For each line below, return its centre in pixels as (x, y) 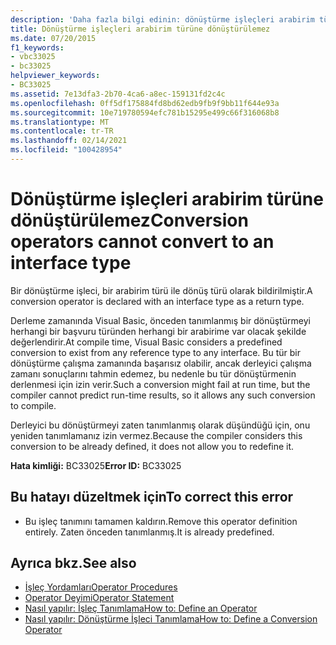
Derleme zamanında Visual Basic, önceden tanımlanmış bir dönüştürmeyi (160, 320)
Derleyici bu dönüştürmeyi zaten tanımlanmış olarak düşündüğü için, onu (160, 425)
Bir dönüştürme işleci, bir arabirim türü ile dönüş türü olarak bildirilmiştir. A (161, 290)
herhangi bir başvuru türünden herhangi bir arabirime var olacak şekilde (158, 331)
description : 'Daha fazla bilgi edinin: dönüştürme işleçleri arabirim (162, 19)
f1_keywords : (37, 47)
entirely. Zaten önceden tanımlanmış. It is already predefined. (149, 532)
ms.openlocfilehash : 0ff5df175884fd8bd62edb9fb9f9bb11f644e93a (145, 103)
